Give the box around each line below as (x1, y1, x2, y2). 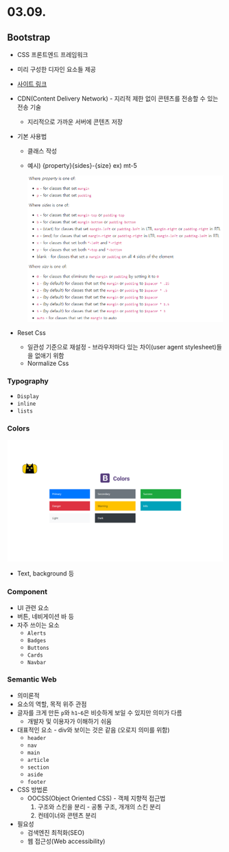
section (27, 764, 49, 771)
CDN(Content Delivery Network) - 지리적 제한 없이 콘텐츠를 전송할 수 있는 (16, 94, 219, 102)
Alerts (27, 630, 47, 637)
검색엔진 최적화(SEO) (27, 828, 85, 836)
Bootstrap (7, 32, 51, 43)
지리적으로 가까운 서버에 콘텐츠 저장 (27, 118, 123, 126)
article (27, 756, 49, 763)
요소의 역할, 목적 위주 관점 (16, 699, 87, 708)
